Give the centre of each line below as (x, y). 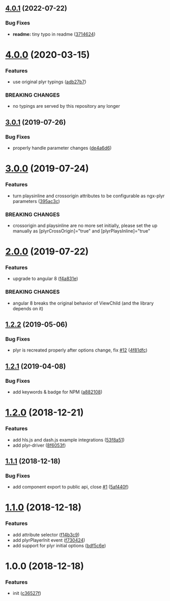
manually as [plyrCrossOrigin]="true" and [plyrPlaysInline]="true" (81, 231)
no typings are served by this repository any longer (66, 106)
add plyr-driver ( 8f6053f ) (39, 445)
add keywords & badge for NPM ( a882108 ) (58, 392)
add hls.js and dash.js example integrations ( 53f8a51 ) (68, 440)
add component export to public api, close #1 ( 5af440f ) (70, 487)
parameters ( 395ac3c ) (36, 201)
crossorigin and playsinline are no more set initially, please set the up (85, 225)
